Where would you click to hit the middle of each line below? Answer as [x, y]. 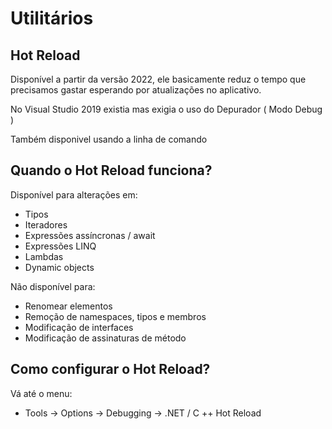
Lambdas [44, 256]
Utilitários [52, 18]
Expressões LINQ [60, 246]
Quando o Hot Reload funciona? [111, 170]
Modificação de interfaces [79, 327]
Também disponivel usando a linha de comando [109, 139]
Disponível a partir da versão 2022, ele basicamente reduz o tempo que [158, 79]
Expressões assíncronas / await [90, 235]
